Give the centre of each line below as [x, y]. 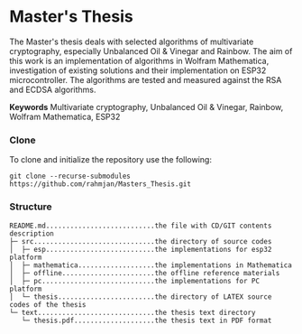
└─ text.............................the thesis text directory [133, 312]
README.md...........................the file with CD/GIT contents [141, 226]
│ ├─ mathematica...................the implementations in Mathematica [151, 265]
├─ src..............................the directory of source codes [141, 241]
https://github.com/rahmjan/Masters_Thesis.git [101, 184]
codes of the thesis [48, 304]
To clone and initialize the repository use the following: [110, 160]
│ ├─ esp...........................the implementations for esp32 [141, 249]
